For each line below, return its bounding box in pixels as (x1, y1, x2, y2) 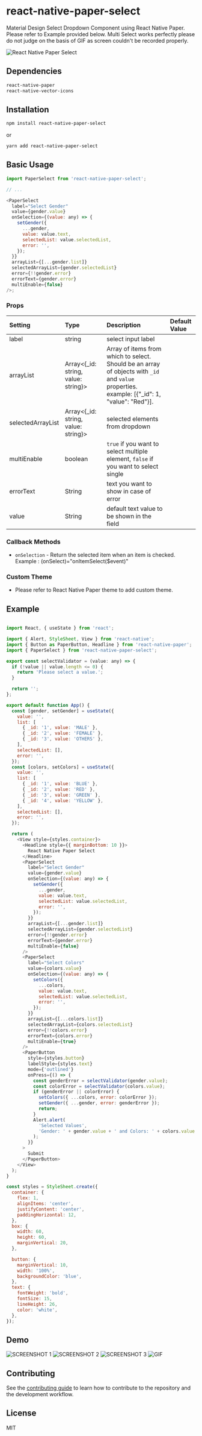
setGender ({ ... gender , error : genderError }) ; (38, 1100, 161, 1106)
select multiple (106, 447, 148, 455)
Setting (9, 321, 31, 329)
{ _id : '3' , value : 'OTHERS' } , (22, 736, 103, 742)
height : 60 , (17, 1235, 47, 1241)
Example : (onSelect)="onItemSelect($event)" (14, 558, 129, 565)
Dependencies (6, 66, 62, 77)
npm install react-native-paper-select (6, 121, 106, 127)
